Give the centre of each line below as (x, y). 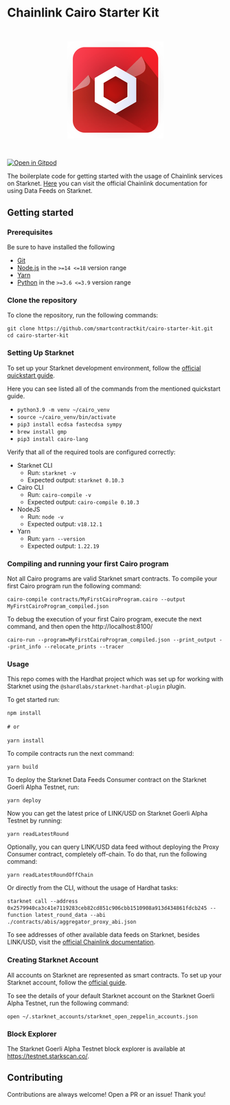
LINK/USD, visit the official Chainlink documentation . (81, 942)
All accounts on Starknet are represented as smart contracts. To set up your (114, 975)
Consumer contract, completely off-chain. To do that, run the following (107, 854)
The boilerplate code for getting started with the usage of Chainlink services (115, 176)
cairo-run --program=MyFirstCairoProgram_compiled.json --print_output (112, 640)
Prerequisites (30, 232)
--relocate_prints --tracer (84, 647)
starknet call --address (43, 901)
